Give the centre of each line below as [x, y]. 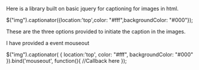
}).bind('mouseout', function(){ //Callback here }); [67, 61]
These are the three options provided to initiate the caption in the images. [96, 31]
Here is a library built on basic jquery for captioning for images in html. [92, 9]
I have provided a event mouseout [48, 43]
